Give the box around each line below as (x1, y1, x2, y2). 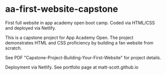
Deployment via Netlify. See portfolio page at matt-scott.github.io (5, 64, 139, 70)
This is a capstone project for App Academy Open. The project (5, 35, 134, 40)
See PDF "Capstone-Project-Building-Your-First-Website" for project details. (5, 54, 162, 60)
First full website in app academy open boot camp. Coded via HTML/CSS (5, 20, 155, 26)
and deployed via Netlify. (5, 25, 56, 31)
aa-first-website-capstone (5, 3, 118, 15)
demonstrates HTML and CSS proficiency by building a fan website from (5, 39, 154, 45)
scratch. (5, 45, 22, 51)
